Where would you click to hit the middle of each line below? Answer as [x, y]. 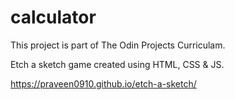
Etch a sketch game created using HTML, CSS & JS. [117, 64]
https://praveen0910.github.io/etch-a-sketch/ [103, 83]
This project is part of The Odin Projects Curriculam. [118, 45]
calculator [53, 17]
